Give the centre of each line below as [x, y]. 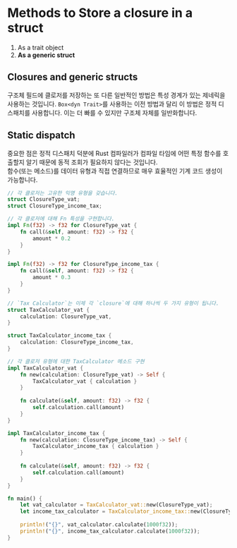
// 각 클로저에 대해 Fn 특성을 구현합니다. [61, 219]
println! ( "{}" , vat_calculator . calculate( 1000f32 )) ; [99, 525]
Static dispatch [41, 135]
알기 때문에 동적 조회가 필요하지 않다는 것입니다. [92, 162]
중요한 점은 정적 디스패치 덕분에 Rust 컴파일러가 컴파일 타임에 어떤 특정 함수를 [114, 153]
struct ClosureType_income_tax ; [55, 206]
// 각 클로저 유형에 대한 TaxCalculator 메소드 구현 [76, 361]
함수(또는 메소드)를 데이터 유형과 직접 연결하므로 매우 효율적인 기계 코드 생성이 [115, 171]
